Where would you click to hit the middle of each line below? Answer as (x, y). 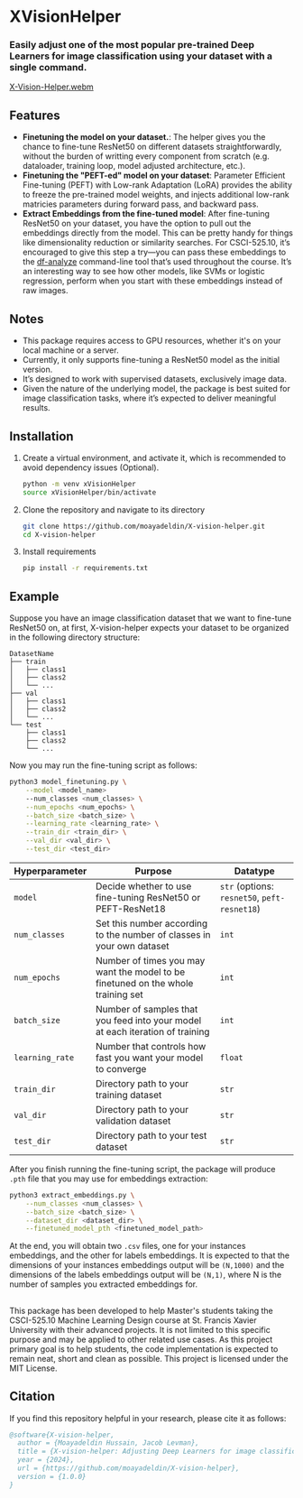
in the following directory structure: (75, 637)
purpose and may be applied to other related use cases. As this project (141, 1339)
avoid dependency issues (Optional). (91, 467)
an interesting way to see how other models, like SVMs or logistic (144, 272)
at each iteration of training (153, 1031)
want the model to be (141, 972)
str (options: (247, 886)
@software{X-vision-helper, (62, 1435)
